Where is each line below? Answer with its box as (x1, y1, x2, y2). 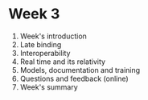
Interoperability (19, 48, 71, 58)
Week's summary (19, 82, 78, 92)
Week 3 (8, 5, 60, 23)
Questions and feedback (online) (19, 74, 129, 83)
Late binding (19, 39, 62, 49)
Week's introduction (19, 31, 87, 41)
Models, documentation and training (19, 65, 141, 74)
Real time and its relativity (19, 57, 106, 66)
